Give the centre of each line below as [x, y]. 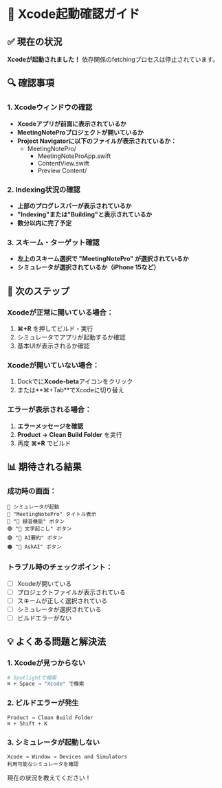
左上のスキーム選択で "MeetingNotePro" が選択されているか [103, 259]
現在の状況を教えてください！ [49, 778]
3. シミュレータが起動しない [54, 742]
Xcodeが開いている [44, 583]
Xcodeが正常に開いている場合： [60, 312]
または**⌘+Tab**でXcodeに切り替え [70, 390]
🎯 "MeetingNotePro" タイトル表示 [52, 515]
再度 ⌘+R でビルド [44, 443]
